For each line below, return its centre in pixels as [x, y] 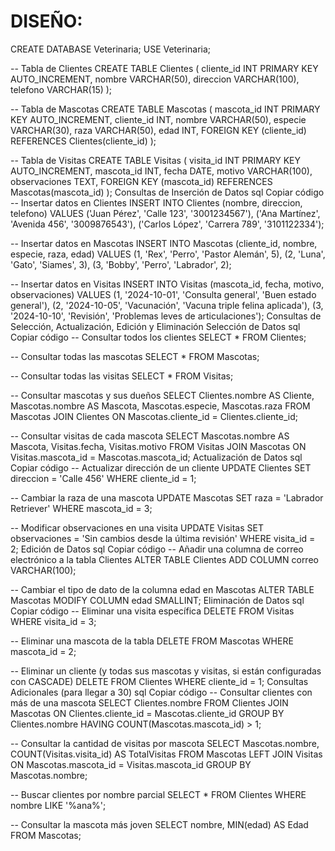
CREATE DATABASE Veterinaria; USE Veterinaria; [111, 49]
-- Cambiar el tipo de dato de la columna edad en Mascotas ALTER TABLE [162, 589]
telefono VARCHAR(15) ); [61, 89]
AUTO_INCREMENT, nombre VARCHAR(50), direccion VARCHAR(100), [155, 79]
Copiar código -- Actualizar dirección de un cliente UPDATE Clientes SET [161, 467]
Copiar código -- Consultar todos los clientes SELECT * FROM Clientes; [158, 337]
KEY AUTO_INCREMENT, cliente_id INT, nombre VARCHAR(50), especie [158, 119]
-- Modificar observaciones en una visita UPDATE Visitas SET [137, 527]
